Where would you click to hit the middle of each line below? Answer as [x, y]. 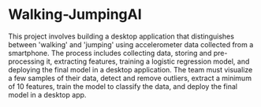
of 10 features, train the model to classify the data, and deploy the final [123, 86]
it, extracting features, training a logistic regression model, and [148, 61]
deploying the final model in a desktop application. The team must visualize [130, 69]
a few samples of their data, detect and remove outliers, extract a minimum [130, 78]
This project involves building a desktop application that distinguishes [121, 36]
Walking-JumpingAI [75, 15]
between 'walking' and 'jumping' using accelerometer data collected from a [131, 44]
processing [26, 61]
